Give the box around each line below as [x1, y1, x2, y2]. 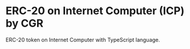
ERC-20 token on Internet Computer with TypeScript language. [5, 36, 161, 43]
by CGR [5, 17, 44, 30]
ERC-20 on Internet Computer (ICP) [5, 4, 185, 18]
